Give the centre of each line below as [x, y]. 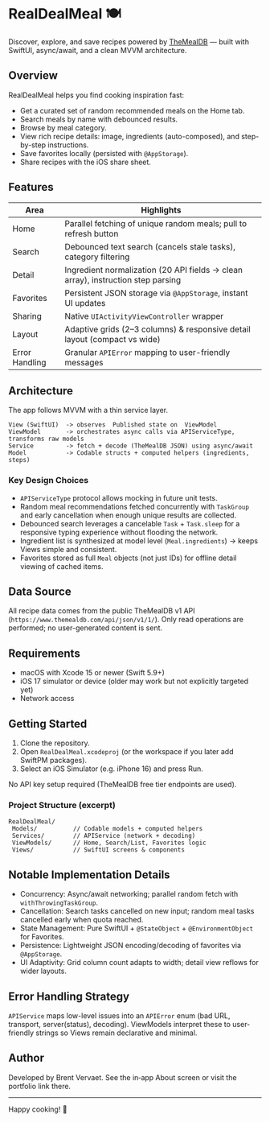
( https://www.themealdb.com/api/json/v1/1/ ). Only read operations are [126, 620]
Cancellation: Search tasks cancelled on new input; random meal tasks [137, 911]
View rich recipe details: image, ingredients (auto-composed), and [129, 136]
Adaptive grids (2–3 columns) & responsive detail [157, 329]
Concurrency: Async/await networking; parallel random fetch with [129, 894]
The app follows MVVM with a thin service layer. [88, 410]
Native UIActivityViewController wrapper [144, 316]
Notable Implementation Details [89, 874]
